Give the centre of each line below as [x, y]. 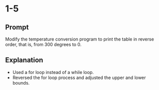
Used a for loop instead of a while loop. [53, 72]
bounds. [21, 82]
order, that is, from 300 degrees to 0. [43, 44]
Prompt [17, 27]
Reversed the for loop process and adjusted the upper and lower [79, 77]
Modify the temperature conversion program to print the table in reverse [80, 39]
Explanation [24, 60]
